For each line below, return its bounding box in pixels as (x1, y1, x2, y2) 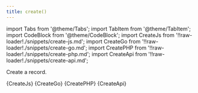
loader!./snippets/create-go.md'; (6, 44, 87, 51)
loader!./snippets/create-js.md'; (6, 38, 85, 45)
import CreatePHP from (88, 44, 147, 51)
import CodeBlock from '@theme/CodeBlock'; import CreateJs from (6, 31, 175, 39)
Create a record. (6, 68, 47, 75)
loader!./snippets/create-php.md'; (6, 50, 91, 57)
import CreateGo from (86, 38, 141, 45)
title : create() (6, 8, 47, 15)
